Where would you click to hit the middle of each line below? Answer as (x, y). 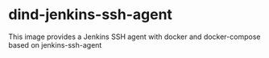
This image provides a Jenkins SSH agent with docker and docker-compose (134, 37)
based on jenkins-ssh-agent (55, 44)
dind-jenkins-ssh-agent (91, 15)
